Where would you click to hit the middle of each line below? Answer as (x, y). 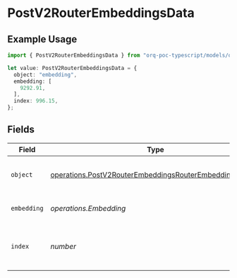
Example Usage (42, 39)
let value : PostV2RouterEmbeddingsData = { (72, 68)
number (63, 246)
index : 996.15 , (36, 101)
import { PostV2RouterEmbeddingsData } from (74, 55)
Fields (21, 130)
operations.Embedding (88, 208)
